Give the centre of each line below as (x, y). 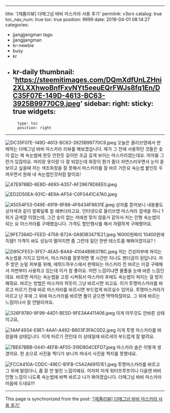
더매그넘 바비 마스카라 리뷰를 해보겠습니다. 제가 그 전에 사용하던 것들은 (88, 149)
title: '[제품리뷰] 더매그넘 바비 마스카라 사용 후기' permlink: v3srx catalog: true (84, 14)
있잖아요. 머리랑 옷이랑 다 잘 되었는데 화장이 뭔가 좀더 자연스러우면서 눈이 (87, 161)
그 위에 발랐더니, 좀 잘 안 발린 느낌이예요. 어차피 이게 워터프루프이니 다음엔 (79, 370)
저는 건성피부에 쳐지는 (140, 251)
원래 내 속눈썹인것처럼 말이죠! (52, 174)
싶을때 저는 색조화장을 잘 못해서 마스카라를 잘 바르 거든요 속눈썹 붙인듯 (88, 168)
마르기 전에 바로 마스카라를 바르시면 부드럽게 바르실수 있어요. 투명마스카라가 (90, 289)
